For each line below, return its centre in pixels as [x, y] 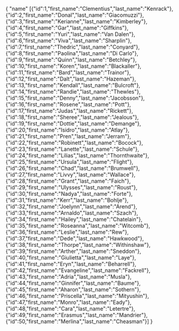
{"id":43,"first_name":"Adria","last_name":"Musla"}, [69, 277]
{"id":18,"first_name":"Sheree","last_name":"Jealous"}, [72, 117]
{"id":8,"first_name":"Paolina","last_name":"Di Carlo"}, [72, 53]
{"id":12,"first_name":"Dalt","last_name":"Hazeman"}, [71, 79]
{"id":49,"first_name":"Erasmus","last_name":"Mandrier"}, [77, 315]
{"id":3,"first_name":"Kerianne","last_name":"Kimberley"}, [77, 21]
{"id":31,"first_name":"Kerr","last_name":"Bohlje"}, [67, 200]
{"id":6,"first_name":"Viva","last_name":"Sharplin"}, [69, 41]
